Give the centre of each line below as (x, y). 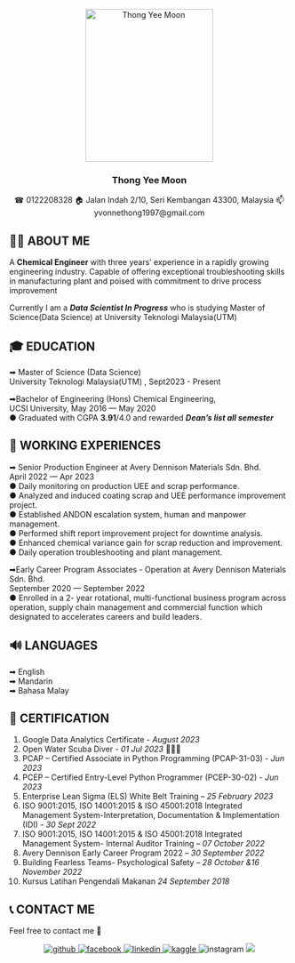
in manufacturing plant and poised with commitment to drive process (136, 281)
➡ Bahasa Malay (39, 690)
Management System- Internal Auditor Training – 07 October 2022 (143, 844)
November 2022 (52, 872)
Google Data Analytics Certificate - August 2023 (111, 740)
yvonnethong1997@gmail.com (149, 213)
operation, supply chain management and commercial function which (136, 607)
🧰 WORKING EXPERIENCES (85, 446)
